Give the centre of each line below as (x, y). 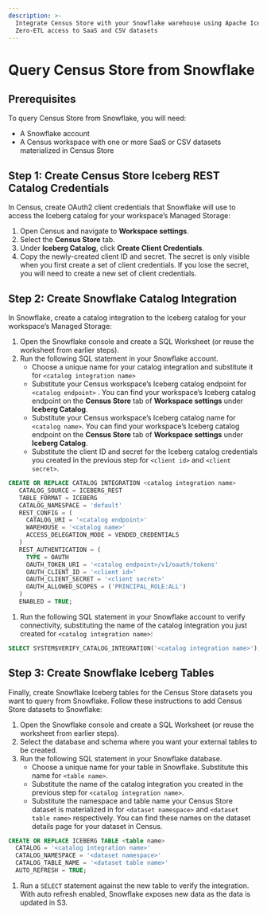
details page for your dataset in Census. (97, 826)
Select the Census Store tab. (67, 240)
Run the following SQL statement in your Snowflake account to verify (132, 616)
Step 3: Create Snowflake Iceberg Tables (111, 673)
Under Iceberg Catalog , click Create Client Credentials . (112, 248)
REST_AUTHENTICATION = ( (60, 549)
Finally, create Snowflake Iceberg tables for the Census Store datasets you (130, 692)
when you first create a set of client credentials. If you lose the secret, (134, 265)
